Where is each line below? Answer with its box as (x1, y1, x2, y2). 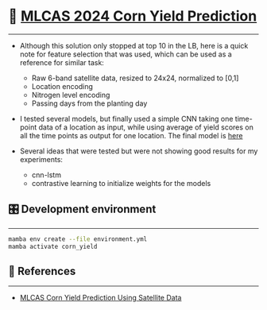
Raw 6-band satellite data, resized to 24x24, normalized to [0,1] (31, 73, 239, 83)
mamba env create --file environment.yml (8, 234, 148, 243)
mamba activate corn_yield (8, 242, 98, 250)
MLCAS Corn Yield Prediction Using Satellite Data (19, 293, 182, 303)
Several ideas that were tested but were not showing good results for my (19, 146, 258, 156)
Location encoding (31, 81, 94, 91)
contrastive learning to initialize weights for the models (31, 178, 211, 188)
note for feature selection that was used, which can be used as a (19, 49, 232, 59)
